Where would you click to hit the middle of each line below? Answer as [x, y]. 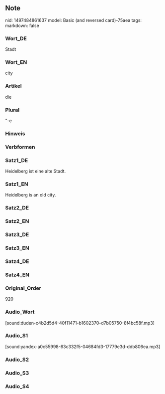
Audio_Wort [20, 312]
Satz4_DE [17, 261]
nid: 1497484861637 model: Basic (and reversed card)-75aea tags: [74, 20]
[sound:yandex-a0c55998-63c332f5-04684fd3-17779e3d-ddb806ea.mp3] [83, 347]
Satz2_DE [17, 208]
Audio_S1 [17, 336]
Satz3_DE [17, 235]
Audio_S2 [17, 360]
